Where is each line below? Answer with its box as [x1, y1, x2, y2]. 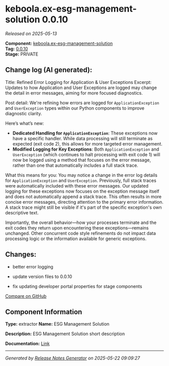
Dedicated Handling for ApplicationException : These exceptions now [12, 130, 158, 136]
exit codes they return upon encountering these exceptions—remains [5, 224, 149, 231]
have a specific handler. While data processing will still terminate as [12, 135, 153, 142]
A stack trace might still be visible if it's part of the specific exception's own [5, 204, 162, 210]
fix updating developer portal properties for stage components [12, 283, 142, 289]
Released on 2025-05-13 [5, 30, 57, 36]
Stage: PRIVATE [5, 51, 39, 57]
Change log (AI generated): [5, 66, 93, 74]
